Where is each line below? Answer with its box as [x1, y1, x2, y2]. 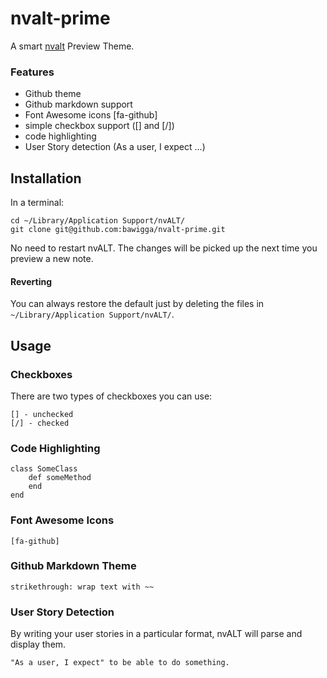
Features [10, 65, 55, 79]
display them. [10, 638, 67, 651]
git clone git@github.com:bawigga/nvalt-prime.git [10, 225, 226, 235]
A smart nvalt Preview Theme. [10, 40, 135, 52]
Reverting [10, 275, 53, 287]
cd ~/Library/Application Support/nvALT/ [10, 216, 186, 226]
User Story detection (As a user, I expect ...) [24, 141, 206, 153]
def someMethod [28, 473, 92, 483]
